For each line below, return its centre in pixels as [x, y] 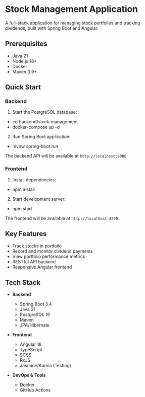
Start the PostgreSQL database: [45, 112]
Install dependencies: [34, 179]
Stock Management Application [72, 9]
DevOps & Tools [29, 375]
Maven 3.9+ [24, 72]
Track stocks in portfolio [37, 246]
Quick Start [23, 87]
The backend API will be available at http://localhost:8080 [66, 156]
